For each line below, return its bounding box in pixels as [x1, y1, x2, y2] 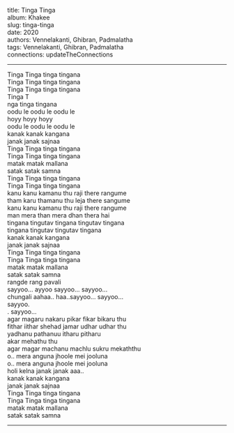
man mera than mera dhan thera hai [7, 211, 110, 219]
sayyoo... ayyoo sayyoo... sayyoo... [7, 285, 108, 294]
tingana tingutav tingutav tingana [7, 226, 102, 234]
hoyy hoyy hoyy [7, 115, 54, 123]
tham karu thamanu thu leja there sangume [7, 197, 131, 204]
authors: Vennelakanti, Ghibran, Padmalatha [7, 36, 134, 44]
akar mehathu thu [7, 337, 58, 345]
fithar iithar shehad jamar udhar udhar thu [7, 322, 127, 331]
